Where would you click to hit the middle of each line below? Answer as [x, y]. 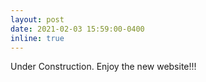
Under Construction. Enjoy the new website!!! [103, 67]
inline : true [37, 38]
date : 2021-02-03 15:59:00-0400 [77, 29]
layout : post [37, 19]
